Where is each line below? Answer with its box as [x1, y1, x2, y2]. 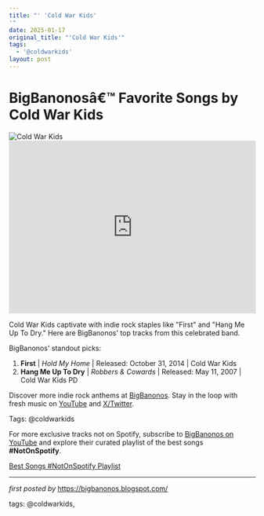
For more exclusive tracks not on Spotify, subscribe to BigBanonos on [9, 429, 234, 438]
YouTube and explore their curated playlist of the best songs [9, 437, 204, 447]
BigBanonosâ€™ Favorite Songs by [9, 90, 239, 107]
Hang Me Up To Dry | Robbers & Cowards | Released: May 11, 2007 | [20, 367, 242, 376]
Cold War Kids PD [20, 375, 78, 385]
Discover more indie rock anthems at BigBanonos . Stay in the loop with [9, 390, 238, 400]
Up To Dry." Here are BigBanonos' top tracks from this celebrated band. [9, 328, 240, 338]
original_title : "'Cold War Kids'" [9, 33, 125, 42]
